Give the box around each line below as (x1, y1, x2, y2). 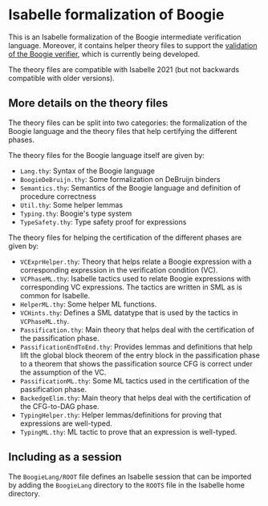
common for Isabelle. (19, 290, 91, 300)
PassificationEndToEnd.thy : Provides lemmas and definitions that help (19, 342, 253, 351)
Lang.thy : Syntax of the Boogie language (19, 166, 155, 176)
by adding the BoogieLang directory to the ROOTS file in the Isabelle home (8, 480, 245, 490)
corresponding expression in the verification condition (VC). (19, 265, 218, 274)
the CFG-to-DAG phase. (19, 401, 99, 411)
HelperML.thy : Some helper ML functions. (19, 299, 157, 309)
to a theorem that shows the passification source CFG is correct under (19, 358, 253, 368)
